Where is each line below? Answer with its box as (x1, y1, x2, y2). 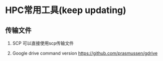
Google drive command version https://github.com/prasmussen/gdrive (12, 50, 158, 56)
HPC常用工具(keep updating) (5, 4, 127, 16)
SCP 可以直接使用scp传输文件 (12, 40, 74, 46)
